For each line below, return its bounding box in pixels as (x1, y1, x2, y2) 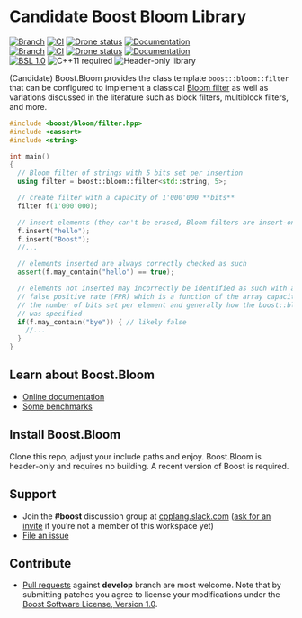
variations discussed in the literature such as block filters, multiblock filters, (9, 92, 289, 103)
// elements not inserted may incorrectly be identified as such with (17, 284, 288, 294)
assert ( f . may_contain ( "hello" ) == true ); (17, 268, 175, 277)
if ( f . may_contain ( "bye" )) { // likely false (17, 317, 187, 326)
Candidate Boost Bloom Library (9, 6, 247, 27)
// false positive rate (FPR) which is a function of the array (17, 292, 263, 301)
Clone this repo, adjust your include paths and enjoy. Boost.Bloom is (9, 450, 262, 461)
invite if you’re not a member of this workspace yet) (22, 520, 214, 531)
